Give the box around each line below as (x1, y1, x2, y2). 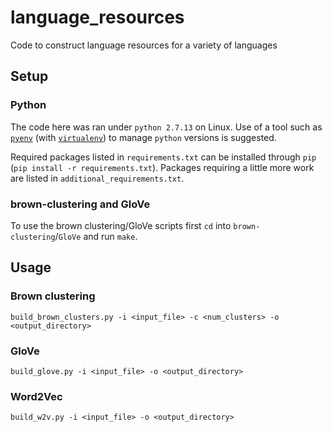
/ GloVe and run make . (54, 230, 138, 242)
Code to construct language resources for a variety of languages (10, 39, 278, 51)
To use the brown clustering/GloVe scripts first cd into (10, 219, 232, 231)
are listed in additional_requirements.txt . (10, 172, 185, 184)
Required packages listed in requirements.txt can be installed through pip (10, 151, 317, 163)
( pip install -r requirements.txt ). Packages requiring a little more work (10, 161, 315, 173)
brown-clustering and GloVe (10, 197, 151, 211)
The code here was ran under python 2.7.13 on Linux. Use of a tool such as (10, 121, 323, 133)
